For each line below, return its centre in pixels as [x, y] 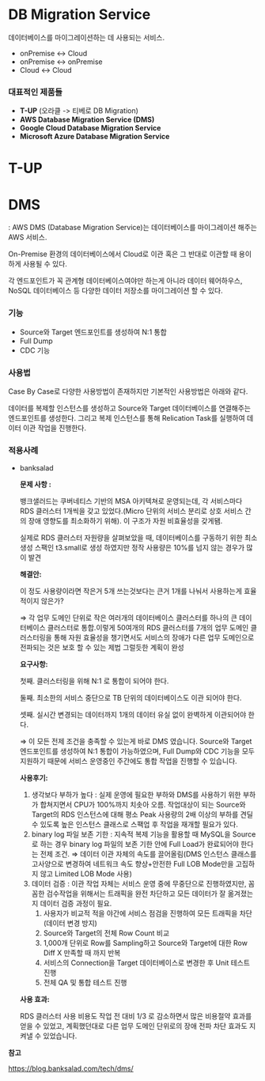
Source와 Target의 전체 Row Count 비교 [106, 933]
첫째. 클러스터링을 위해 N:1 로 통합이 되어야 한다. [94, 681]
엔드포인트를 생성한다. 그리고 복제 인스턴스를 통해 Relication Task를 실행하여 [127, 418]
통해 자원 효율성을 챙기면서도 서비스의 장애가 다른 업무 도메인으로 [154, 637]
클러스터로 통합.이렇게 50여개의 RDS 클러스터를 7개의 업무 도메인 [148, 628]
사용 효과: [34, 1000]
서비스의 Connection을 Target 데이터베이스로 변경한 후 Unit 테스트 [147, 963]
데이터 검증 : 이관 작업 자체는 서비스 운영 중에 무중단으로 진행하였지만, [139, 884]
